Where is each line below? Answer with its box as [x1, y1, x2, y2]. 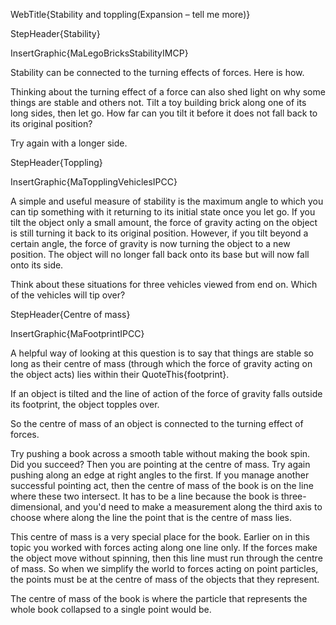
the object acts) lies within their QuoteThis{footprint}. [10, 369, 230, 380]
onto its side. [10, 259, 64, 271]
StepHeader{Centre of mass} [10, 309, 131, 320]
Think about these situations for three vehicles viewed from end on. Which [10, 279, 318, 290]
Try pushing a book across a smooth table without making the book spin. [10, 448, 311, 459]
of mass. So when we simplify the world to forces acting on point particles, [10, 563, 319, 574]
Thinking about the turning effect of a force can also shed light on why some [10, 86, 326, 98]
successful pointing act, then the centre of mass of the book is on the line [10, 480, 314, 491]
